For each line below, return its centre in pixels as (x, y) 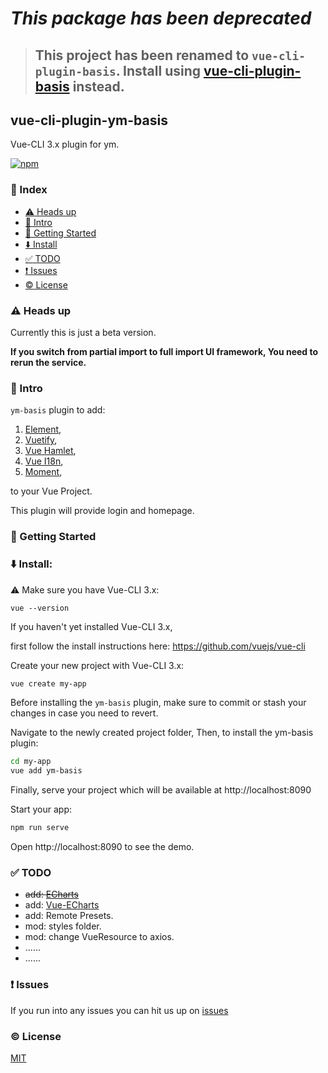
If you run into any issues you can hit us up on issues (119, 1010)
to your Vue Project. (51, 491)
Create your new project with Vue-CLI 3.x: (97, 665)
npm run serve (40, 828)
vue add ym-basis (46, 771)
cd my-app (31, 762)
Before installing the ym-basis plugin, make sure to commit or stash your (158, 703)
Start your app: (41, 809)
